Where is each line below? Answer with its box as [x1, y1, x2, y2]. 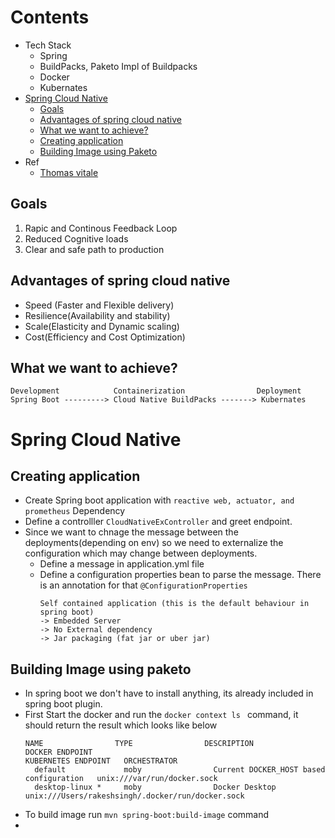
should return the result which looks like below [24, 719, 218, 731]
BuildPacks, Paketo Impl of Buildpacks [39, 60, 198, 72]
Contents [10, 6, 90, 29]
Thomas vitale [39, 166, 99, 178]
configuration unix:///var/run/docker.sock [24, 774, 218, 784]
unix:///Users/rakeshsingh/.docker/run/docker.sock [24, 791, 245, 801]
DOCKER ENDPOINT [24, 747, 93, 758]
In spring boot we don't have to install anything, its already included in [24, 687, 314, 700]
